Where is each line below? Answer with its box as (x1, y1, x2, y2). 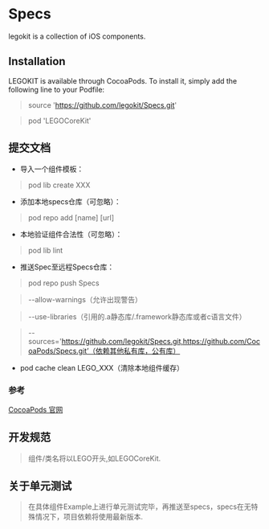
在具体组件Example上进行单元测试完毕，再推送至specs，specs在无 (27, 502, 251, 511)
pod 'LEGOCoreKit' (27, 116, 92, 125)
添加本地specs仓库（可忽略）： (19, 196, 122, 206)
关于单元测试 (8, 479, 72, 493)
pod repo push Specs (27, 278, 100, 288)
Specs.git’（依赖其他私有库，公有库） (55, 346, 181, 355)
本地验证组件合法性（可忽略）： (19, 229, 123, 239)
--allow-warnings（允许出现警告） (27, 294, 143, 304)
